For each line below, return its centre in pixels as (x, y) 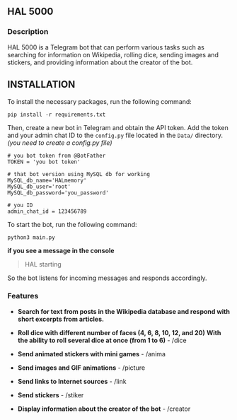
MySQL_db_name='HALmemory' (47, 180)
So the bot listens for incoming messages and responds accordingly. (107, 278)
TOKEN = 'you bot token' (44, 162)
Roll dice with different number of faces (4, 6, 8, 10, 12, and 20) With (119, 332)
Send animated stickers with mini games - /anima (92, 354)
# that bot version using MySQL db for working (79, 174)
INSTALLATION (41, 84)
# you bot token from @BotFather (57, 156)
